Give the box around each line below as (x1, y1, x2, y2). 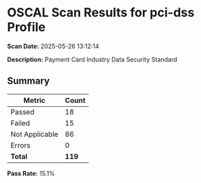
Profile (7, 19, 46, 35)
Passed (10, 107, 35, 117)
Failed (10, 118, 30, 127)
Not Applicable (10, 129, 58, 138)
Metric (23, 95, 46, 105)
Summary (7, 75, 50, 87)
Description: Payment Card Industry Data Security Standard (7, 55, 178, 63)
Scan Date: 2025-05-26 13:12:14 (7, 42, 99, 50)
